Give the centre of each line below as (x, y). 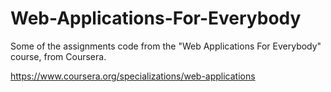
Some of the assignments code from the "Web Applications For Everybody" (166, 46)
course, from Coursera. (58, 56)
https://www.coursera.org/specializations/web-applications (133, 76)
